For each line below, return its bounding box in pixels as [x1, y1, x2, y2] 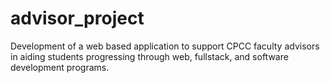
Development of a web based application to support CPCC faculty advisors [10, 40, 320, 52]
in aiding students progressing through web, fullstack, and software [10, 50, 289, 62]
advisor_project [10, 7, 145, 30]
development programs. [10, 61, 110, 73]
